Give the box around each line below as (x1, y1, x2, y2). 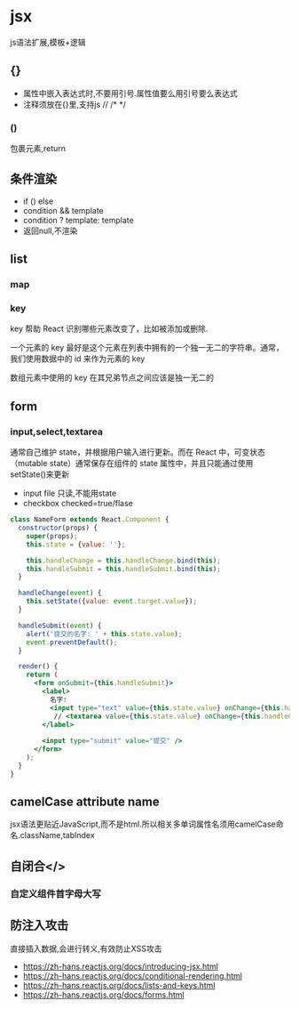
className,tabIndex (20, 830, 96, 841)
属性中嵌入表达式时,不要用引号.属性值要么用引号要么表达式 (22, 87, 238, 99)
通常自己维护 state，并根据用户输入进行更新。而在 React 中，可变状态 (10, 447, 265, 457)
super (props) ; (26, 531, 78, 540)
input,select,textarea (10, 425, 103, 438)
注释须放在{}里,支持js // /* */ (22, 99, 127, 109)
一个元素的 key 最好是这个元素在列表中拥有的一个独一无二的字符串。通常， (10, 343, 284, 353)
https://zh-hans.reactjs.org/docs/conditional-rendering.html (22, 970, 243, 981)
